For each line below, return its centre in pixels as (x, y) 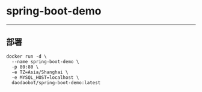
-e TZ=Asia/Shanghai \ (40, 72)
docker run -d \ (26, 56)
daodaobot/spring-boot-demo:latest (56, 82)
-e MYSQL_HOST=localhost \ (45, 77)
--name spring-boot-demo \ (45, 61)
